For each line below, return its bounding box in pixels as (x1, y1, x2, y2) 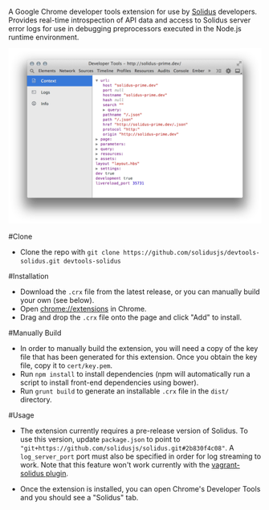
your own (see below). (19, 296, 95, 305)
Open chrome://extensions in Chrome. (19, 304, 147, 314)
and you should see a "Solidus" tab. (19, 493, 139, 503)
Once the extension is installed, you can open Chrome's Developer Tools (19, 484, 261, 494)
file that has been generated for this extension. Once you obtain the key (19, 353, 258, 362)
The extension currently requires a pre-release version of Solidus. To (19, 426, 249, 436)
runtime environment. (8, 32, 79, 42)
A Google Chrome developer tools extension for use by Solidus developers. (8, 7, 258, 16)
